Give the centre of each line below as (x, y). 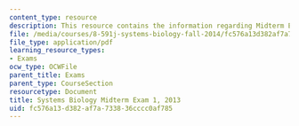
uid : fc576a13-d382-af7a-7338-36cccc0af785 (91, 108)
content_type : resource (53, 17)
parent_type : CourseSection (61, 83)
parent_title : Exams (48, 75)
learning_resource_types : (57, 51)
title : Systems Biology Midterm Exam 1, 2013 (95, 100)
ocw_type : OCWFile (43, 67)
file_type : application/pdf (61, 42)
